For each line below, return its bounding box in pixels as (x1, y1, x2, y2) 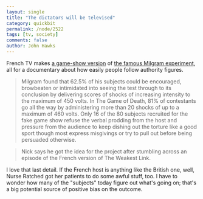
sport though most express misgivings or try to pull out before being (21, 129, 193, 137)
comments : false (6, 37, 47, 43)
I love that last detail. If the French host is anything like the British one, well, (6, 166, 194, 173)
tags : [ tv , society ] (6, 32, 59, 38)
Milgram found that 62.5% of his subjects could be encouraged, (21, 77, 182, 85)
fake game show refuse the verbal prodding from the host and (21, 116, 177, 124)
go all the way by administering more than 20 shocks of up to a (21, 103, 179, 111)
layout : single (6, 9, 45, 15)
